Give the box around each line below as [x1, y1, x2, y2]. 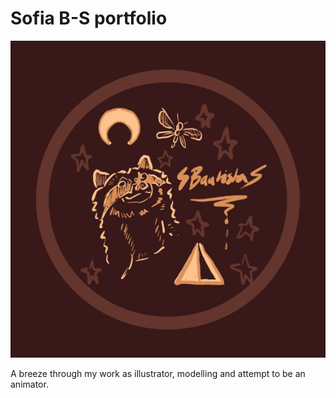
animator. [10, 378, 49, 391]
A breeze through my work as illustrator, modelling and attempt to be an [10, 368, 306, 380]
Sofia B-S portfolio [10, 7, 168, 30]
